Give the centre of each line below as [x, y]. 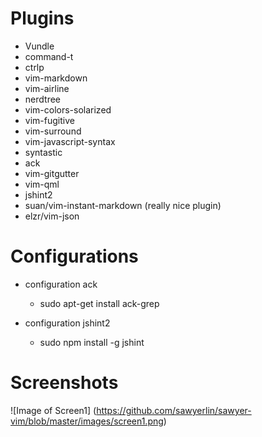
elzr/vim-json [52, 216]
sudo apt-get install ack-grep [99, 303]
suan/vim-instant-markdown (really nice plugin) [123, 205]
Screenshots [64, 383]
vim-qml [42, 184]
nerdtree [42, 99]
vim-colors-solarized [68, 109]
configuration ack [61, 284]
